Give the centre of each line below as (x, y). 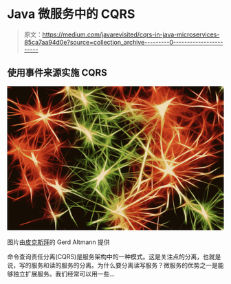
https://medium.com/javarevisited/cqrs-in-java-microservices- (131, 34)
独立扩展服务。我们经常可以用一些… (64, 274)
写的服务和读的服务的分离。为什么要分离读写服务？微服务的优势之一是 (118, 265)
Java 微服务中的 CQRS (71, 14)
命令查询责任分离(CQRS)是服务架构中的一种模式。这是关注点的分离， (105, 257)
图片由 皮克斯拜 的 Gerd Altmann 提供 (58, 242)
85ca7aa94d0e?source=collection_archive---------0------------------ (123, 42)
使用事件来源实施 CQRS (57, 73)
